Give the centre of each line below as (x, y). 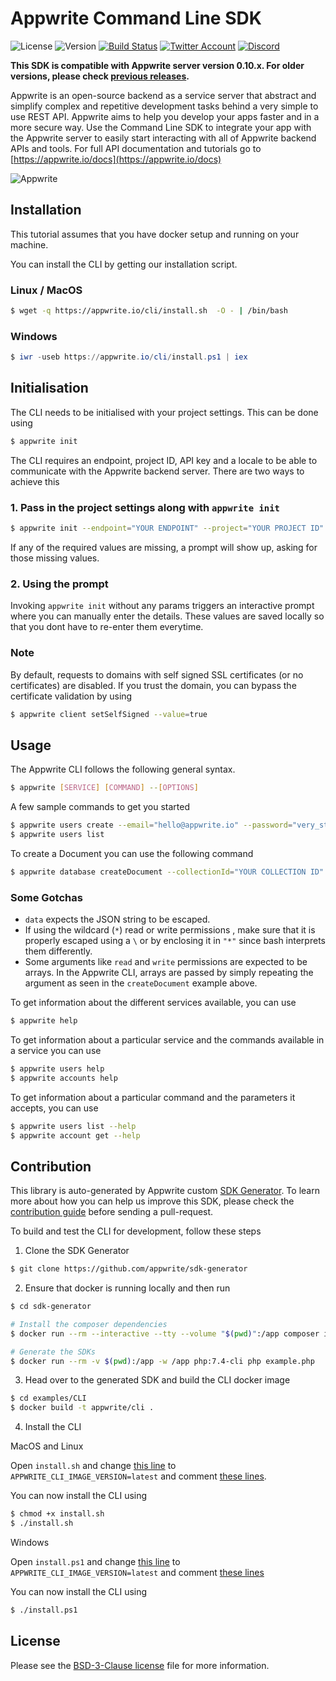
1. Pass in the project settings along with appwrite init (145, 507)
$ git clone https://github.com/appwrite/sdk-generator (129, 1269)
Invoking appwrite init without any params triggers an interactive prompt (162, 606)
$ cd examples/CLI (48, 1398)
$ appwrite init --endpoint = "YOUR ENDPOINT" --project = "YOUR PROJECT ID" (167, 528)
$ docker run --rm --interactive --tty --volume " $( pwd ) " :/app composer (165, 1333)
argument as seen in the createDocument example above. (141, 983)
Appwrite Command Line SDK (136, 18)
